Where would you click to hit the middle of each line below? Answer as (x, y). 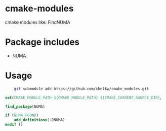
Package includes (42, 42)
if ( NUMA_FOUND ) (22, 115)
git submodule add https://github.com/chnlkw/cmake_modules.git (82, 89)
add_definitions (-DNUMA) (40, 120)
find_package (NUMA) (25, 106)
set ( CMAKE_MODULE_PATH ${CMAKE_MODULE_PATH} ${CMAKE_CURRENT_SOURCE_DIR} (83, 98)
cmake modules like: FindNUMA (38, 22)
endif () (14, 125)
